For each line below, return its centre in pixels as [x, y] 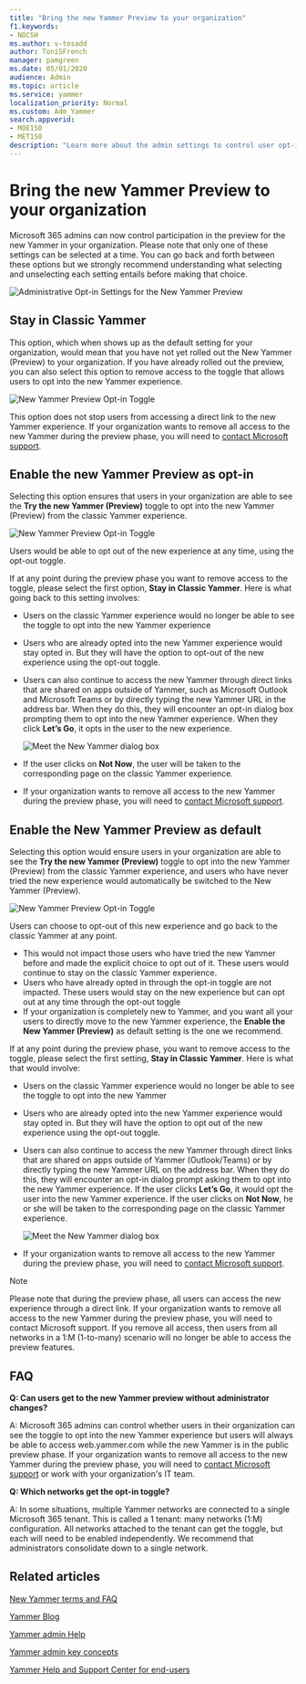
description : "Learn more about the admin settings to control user [142, 145]
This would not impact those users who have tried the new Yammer [149, 953]
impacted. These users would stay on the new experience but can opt [153, 993]
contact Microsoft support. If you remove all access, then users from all [143, 1328]
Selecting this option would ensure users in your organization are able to [145, 852]
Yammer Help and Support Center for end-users [100, 1669]
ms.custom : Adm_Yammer [52, 111]
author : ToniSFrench [49, 52]
